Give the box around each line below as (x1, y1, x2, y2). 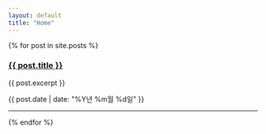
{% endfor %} (8, 117, 54, 127)
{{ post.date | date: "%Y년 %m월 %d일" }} (8, 94, 145, 103)
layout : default (8, 11, 62, 20)
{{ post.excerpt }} (8, 78, 66, 87)
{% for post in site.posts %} (8, 40, 99, 50)
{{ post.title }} (8, 60, 63, 71)
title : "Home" (8, 19, 55, 27)
